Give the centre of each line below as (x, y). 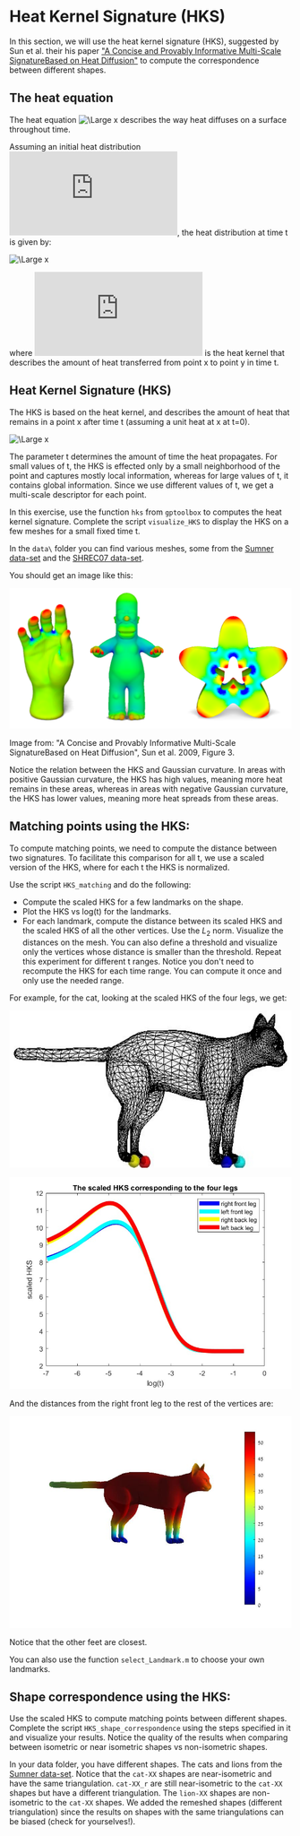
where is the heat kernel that (147, 352)
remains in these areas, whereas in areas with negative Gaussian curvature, (149, 789)
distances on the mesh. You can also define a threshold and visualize (150, 942)
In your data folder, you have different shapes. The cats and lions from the (146, 1764)
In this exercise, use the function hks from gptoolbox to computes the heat (146, 512)
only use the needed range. (73, 980)
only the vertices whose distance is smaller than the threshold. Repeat (152, 951)
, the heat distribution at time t (233, 232)
